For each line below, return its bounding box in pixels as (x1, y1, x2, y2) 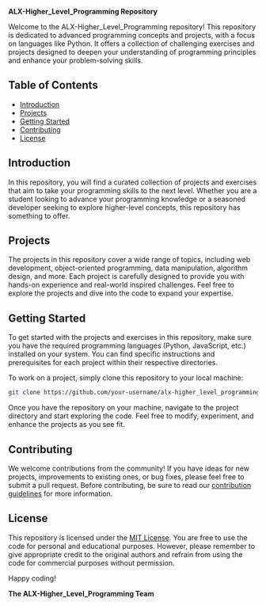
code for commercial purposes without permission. (8, 558, 175, 567)
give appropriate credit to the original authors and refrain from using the (8, 550, 243, 559)
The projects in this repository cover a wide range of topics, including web (8, 255, 251, 265)
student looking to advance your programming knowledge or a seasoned (8, 194, 246, 204)
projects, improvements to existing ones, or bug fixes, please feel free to (8, 471, 245, 482)
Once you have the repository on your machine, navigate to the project (8, 403, 239, 413)
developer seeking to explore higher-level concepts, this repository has (8, 202, 241, 212)
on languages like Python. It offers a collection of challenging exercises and (8, 39, 255, 48)
